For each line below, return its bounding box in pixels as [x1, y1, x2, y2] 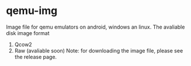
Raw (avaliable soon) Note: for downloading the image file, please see [14, 47, 183, 54]
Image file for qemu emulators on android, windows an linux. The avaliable [6, 23, 185, 30]
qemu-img [6, 4, 58, 18]
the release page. [14, 53, 57, 60]
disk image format [6, 29, 50, 36]
